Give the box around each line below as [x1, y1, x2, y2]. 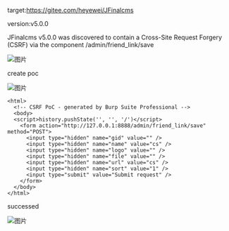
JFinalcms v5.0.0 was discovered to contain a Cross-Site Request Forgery [7, 33, 223, 41]
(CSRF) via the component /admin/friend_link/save [7, 41, 154, 48]
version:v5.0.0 [7, 20, 49, 27]
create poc [7, 70, 39, 77]
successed [7, 202, 39, 210]
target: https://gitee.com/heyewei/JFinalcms [7, 6, 134, 14]
